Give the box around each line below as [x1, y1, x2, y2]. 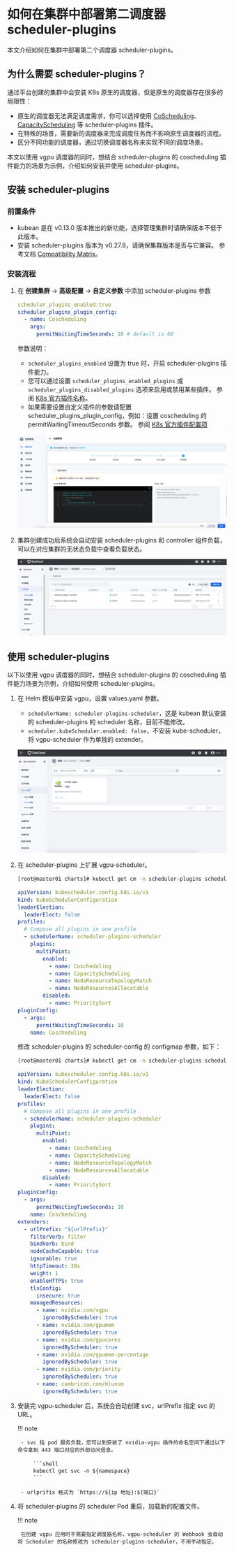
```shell [33, 1460, 58, 1467]
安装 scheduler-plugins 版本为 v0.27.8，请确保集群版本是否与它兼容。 [17, 241, 218, 250]
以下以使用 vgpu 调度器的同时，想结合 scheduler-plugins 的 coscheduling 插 [7, 670, 226, 679]
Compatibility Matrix [37, 250, 96, 259]
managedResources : [30, 1300, 84, 1307]
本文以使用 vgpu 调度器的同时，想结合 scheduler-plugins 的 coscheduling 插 [7, 152, 226, 161]
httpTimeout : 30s [30, 1263, 80, 1270]
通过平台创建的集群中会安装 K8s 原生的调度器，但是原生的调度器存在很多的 [7, 88, 224, 96]
